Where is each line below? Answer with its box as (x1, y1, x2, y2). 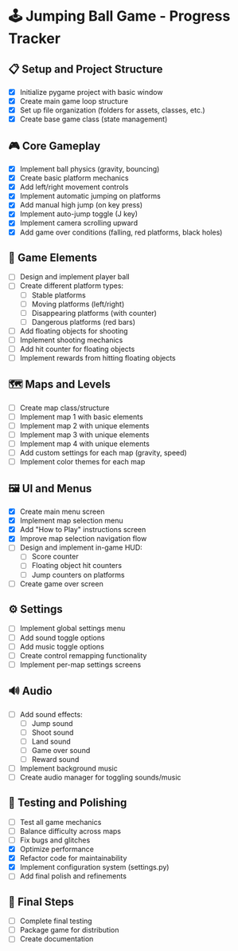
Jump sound (31, 718, 73, 728)
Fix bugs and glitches (19, 835, 91, 845)
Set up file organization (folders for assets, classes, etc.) (19, 105, 205, 115)
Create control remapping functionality (19, 650, 147, 660)
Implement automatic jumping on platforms (19, 191, 161, 201)
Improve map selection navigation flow (19, 534, 147, 543)
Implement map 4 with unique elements (19, 439, 150, 448)
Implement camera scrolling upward (19, 218, 138, 228)
